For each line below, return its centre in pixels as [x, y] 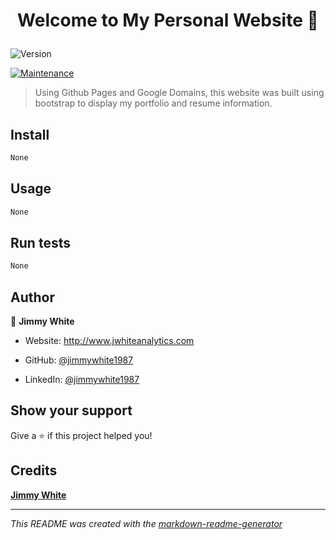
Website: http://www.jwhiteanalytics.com [109, 341]
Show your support [71, 410]
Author [32, 297]
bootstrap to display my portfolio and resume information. [153, 103]
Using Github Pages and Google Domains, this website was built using [179, 93]
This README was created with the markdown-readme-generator [146, 523]
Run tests [40, 242]
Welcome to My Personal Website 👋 [168, 20]
